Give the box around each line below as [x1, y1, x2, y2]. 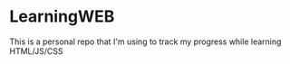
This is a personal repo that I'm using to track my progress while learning [9, 36, 282, 47]
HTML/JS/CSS [9, 45, 63, 56]
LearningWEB [9, 6, 115, 27]
